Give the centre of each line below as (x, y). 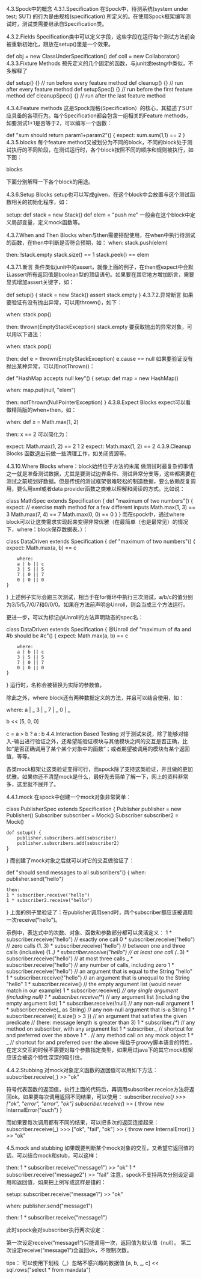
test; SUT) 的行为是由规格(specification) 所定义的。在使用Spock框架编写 (96, 16)
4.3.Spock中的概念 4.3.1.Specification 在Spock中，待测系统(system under (97, 9)
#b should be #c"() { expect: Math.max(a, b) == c (67, 636)
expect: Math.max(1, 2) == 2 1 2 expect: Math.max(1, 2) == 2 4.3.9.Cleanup (99, 446)
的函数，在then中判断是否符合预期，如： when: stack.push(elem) (87, 243)
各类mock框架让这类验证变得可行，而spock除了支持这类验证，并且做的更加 (100, 769)
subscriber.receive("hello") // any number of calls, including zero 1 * (90, 965)
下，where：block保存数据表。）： (47, 529)
